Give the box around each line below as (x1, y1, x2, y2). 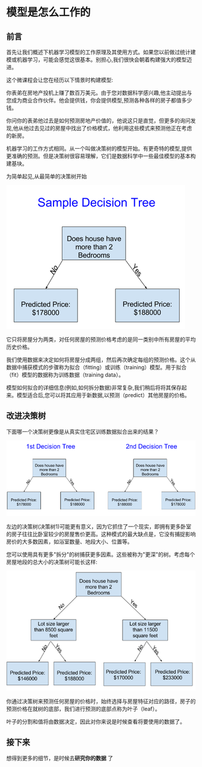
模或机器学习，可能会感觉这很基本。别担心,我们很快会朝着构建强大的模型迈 (6, 56, 192, 63)
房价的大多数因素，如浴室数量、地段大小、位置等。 (6, 537, 133, 545)
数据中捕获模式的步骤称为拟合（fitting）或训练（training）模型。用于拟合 (6, 364, 187, 371)
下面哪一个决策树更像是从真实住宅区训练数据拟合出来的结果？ (6, 428, 159, 435)
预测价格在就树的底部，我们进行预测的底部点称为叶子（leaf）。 (6, 705, 161, 712)
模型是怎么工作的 (6, 5, 91, 19)
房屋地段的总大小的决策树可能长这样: (6, 558, 98, 565)
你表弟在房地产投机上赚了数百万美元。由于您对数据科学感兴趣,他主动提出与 (6, 89, 192, 96)
